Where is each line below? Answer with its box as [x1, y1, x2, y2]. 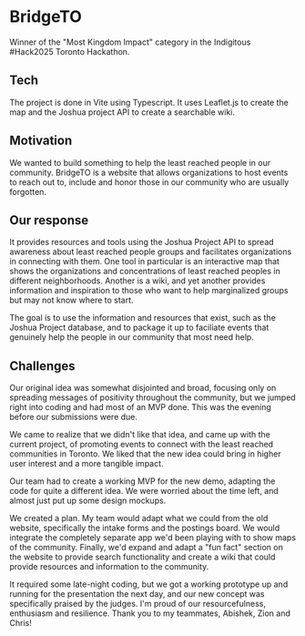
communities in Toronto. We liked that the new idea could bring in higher [9, 448, 281, 459]
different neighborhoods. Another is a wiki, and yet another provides [9, 275, 266, 286]
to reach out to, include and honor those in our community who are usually [9, 176, 290, 188]
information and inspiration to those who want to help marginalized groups [9, 285, 289, 296]
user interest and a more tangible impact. [9, 458, 164, 469]
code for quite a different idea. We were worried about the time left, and [9, 486, 280, 497]
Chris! [9, 618, 32, 629]
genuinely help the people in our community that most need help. [9, 332, 255, 343]
